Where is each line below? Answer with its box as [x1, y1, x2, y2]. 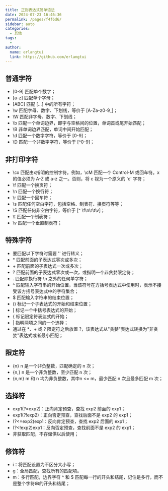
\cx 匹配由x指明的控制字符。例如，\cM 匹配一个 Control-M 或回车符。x [12, 169, 160, 175]
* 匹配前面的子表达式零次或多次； [12, 257, 82, 263]
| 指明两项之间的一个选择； [12, 320, 69, 326]
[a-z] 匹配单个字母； [12, 95, 55, 101]
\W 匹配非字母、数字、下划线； [12, 114, 77, 120]
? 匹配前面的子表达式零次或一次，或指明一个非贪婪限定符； [12, 269, 135, 275]
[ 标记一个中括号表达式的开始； [12, 307, 77, 313]
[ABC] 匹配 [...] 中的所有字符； [12, 101, 76, 107]
